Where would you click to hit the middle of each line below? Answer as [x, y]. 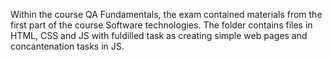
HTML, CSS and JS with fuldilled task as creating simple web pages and [159, 35]
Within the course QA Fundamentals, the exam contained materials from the [166, 14]
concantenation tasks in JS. [67, 46]
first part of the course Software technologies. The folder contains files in [161, 25]
